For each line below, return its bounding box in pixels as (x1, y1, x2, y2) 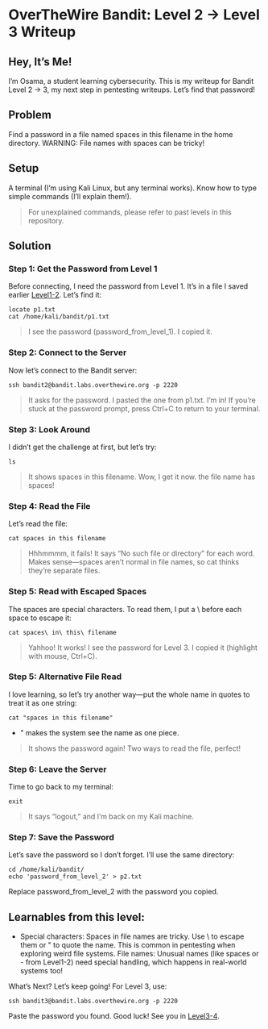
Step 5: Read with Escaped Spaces (8, 586, 147, 598)
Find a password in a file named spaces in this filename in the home (8, 129, 233, 139)
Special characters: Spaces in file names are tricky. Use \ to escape (19, 931, 245, 941)
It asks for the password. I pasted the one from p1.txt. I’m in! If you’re (27, 395, 256, 405)
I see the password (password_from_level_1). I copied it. (27, 327, 213, 336)
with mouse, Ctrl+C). (27, 651, 98, 660)
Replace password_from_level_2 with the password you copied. (8, 887, 219, 897)
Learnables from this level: (8, 910, 145, 924)
